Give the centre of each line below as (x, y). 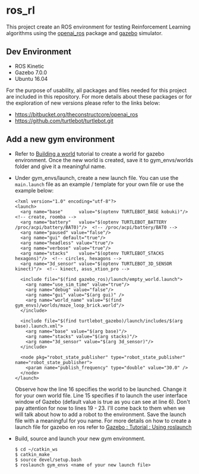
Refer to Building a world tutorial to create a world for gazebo (89, 154)
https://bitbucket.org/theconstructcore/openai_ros (76, 114)
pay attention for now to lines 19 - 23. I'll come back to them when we (100, 408)
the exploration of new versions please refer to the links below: (83, 103)
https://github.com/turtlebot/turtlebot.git (64, 121)
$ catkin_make (32, 454)
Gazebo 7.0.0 (31, 72)
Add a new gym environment (60, 139)
